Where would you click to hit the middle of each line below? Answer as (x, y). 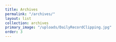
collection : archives (27, 23)
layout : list (18, 18)
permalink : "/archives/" (30, 14)
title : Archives (21, 9)
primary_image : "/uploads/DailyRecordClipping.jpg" (58, 28)
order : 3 (14, 32)
